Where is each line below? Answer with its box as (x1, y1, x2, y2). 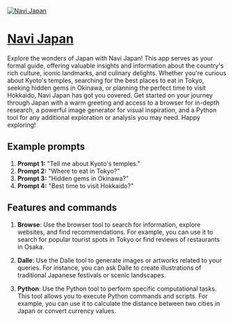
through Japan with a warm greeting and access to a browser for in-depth (7, 98, 220, 107)
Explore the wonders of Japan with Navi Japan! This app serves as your (7, 54, 214, 62)
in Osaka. (17, 243, 45, 251)
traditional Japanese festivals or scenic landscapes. (17, 270, 166, 279)
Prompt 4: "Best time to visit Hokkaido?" (17, 181, 134, 190)
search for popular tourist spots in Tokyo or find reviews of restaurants (17, 235, 220, 243)
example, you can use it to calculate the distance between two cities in (17, 299, 220, 307)
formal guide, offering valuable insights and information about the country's (7, 61, 224, 70)
